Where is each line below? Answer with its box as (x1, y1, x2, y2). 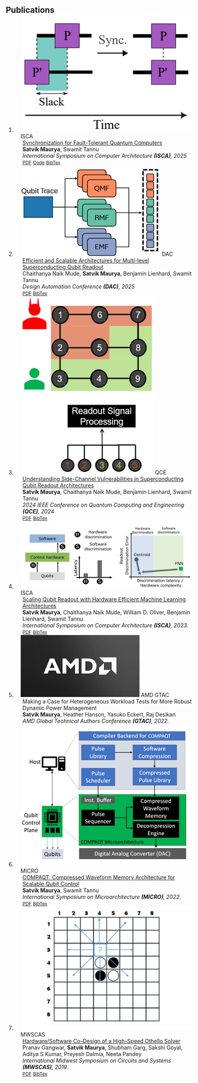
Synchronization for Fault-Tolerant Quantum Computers (22, 139, 163, 147)
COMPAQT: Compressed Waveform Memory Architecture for (22, 874, 175, 881)
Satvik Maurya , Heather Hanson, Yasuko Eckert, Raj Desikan (22, 711, 176, 718)
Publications (5, 5, 55, 15)
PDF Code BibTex (22, 160, 61, 166)
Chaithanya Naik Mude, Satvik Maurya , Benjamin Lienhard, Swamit (22, 270, 192, 277)
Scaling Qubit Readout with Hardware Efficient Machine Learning (22, 596, 186, 603)
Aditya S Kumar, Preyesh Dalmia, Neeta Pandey (22, 1051, 142, 1058)
